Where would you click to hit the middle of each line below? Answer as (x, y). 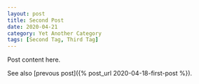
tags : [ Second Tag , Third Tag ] (53, 40)
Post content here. (34, 59)
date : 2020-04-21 (33, 27)
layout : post (26, 14)
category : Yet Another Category (54, 33)
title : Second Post (36, 20)
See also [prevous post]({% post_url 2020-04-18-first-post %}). (100, 73)
